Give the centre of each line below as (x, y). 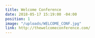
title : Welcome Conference (33, 10)
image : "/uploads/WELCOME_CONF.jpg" (43, 23)
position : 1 (17, 19)
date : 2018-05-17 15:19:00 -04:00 (41, 14)
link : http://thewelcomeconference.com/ (48, 28)
